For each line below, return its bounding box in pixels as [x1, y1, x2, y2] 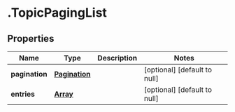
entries [10, 89, 35, 99]
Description [97, 54, 138, 63]
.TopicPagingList [7, 5, 107, 21]
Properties [7, 33, 55, 45]
